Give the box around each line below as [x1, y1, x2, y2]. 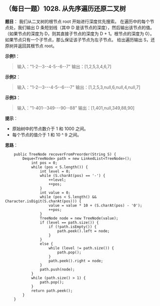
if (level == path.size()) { [39, 220, 99, 225]
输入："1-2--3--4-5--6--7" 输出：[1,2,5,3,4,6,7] [17, 63, 112, 69]
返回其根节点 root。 [18, 43, 57, 49]
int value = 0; [39, 190, 71, 195]
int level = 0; [39, 169, 71, 174]
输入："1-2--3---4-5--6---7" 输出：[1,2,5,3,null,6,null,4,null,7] [17, 84, 141, 90]
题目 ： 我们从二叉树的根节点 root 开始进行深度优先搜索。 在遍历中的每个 [5, 19, 150, 24]
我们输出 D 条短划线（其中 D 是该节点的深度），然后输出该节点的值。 [18, 24, 155, 30]
